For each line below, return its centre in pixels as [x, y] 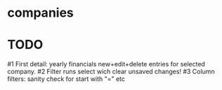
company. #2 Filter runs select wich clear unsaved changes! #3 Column [111, 72]
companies [40, 13]
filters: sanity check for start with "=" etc [66, 79]
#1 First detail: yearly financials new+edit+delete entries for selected [106, 64]
